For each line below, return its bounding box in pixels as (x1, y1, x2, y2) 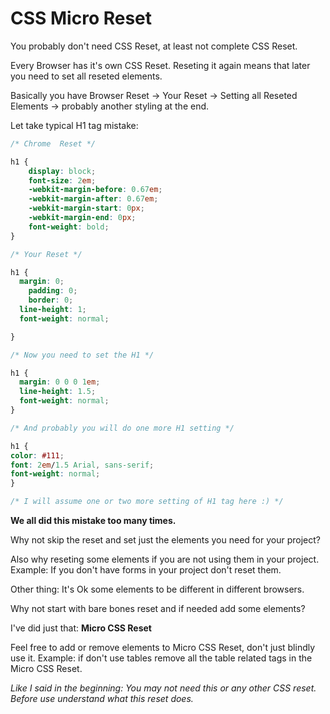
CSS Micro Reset (10, 7, 153, 30)
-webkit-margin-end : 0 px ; (28, 213, 137, 223)
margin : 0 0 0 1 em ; (19, 377, 101, 387)
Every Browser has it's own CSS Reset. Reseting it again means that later (10, 59, 311, 71)
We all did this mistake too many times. (10, 515, 177, 527)
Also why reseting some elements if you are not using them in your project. (10, 553, 320, 566)
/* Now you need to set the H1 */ (10, 350, 155, 360)
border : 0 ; (28, 295, 74, 306)
